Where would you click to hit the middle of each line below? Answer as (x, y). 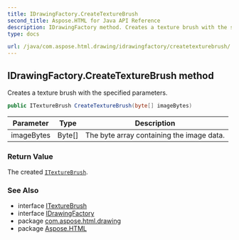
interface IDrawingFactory (56, 214)
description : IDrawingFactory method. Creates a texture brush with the (117, 27)
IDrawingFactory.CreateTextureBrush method (111, 75)
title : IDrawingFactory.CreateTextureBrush (73, 14)
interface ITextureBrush (52, 206)
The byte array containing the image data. (155, 135)
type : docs (23, 34)
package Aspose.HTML (52, 229)
